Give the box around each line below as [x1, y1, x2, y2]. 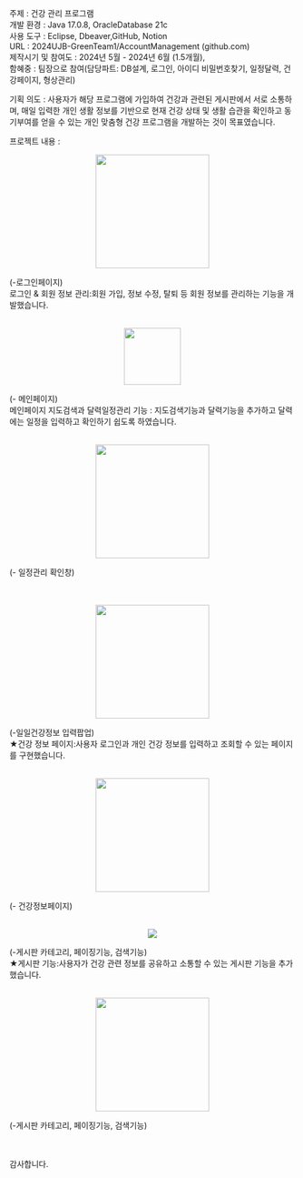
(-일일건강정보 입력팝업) [9, 727, 95, 738]
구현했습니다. [18, 750, 66, 760]
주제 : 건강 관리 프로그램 [9, 8, 94, 18]
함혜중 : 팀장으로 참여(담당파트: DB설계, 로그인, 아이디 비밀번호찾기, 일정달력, [9, 63, 282, 74]
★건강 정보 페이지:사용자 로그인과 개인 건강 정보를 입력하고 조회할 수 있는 [9, 739, 269, 749]
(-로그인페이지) [9, 277, 64, 287]
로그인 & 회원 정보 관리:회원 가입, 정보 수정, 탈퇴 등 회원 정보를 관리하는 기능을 [9, 288, 285, 298]
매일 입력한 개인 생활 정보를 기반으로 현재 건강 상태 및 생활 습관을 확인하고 [21, 106, 283, 116]
